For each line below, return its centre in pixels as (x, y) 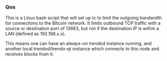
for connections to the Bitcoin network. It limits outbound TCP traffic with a (83, 23)
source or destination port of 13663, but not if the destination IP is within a (82, 28)
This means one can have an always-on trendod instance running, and (78, 43)
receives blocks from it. (30, 54)
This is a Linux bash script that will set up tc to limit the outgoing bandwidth (84, 18)
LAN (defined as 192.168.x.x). (36, 34)
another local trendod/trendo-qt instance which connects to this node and (82, 49)
